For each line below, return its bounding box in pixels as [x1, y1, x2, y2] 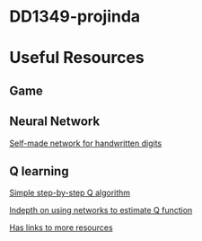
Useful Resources [9, 48, 145, 68]
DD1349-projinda [9, 6, 141, 27]
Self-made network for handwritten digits [9, 138, 162, 148]
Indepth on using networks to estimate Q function [9, 205, 193, 216]
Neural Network [9, 114, 101, 129]
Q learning [9, 164, 69, 179]
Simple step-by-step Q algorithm [9, 187, 131, 199]
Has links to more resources [9, 222, 114, 233]
